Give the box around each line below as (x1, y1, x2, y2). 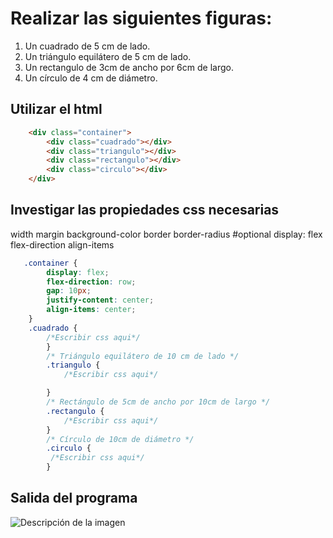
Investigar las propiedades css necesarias (10, 202, 280, 219)
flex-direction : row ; (46, 277, 137, 287)
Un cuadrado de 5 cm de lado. (24, 40, 151, 52)
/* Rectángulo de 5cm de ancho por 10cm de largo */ (46, 397, 271, 407)
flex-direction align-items (10, 238, 115, 251)
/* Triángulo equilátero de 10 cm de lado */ (46, 351, 240, 361)
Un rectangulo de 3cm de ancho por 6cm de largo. (24, 61, 234, 73)
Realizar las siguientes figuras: (10, 7, 273, 30)
